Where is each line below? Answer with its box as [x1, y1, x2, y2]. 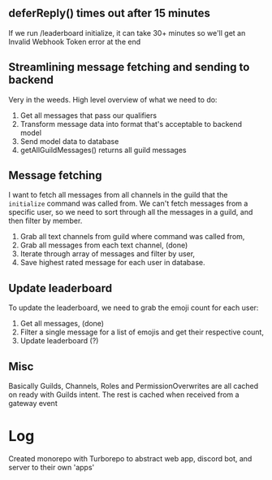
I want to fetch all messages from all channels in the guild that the [8, 190, 228, 200]
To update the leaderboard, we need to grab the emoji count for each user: [8, 303, 259, 312]
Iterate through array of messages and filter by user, [19, 249, 196, 259]
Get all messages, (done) [19, 319, 104, 329]
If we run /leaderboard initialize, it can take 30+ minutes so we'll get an [8, 28, 246, 37]
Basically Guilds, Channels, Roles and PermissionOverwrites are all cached [8, 382, 259, 391]
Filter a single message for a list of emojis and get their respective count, [19, 327, 264, 337]
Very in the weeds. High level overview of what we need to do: [8, 94, 218, 104]
